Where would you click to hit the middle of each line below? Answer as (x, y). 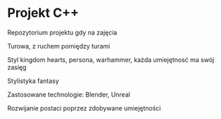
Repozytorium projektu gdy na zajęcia (62, 32)
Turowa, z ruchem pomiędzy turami (59, 46)
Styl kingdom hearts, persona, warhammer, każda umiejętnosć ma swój (111, 60)
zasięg (17, 67)
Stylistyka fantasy (33, 81)
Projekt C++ (43, 13)
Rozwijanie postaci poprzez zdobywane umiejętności (84, 108)
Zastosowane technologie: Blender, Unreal (69, 94)
